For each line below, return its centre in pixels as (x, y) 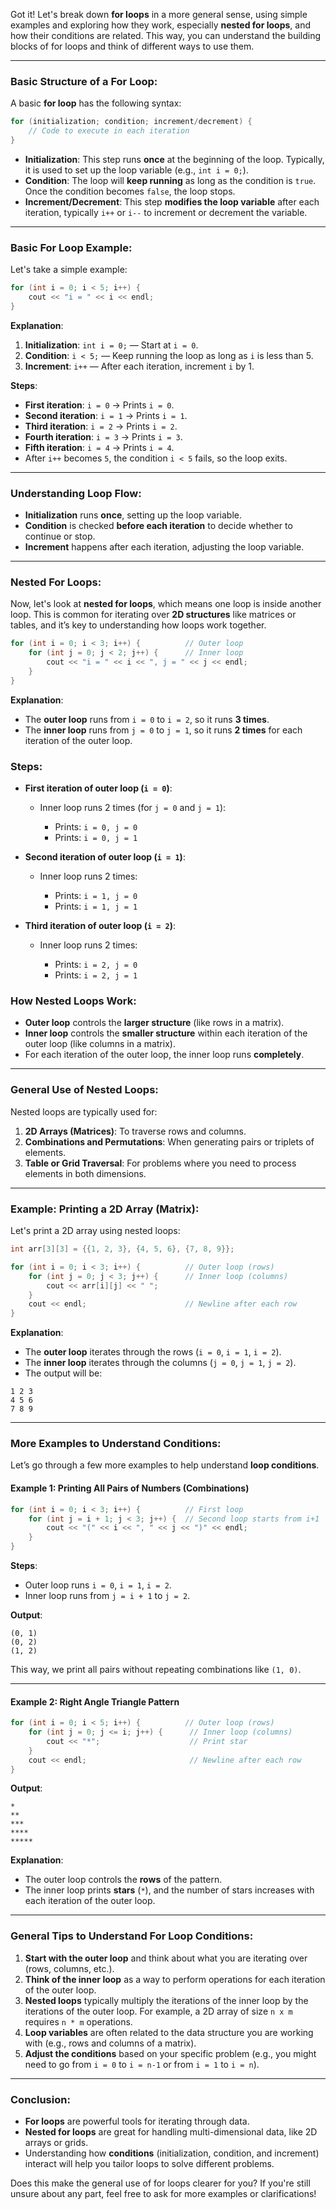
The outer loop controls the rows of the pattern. (123, 1880)
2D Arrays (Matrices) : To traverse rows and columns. (135, 1131)
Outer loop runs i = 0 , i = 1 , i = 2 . (98, 1585)
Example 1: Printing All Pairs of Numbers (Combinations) (130, 1488)
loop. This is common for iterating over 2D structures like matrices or (153, 615)
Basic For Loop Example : (71, 247)
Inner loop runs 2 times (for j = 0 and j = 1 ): (133, 808)
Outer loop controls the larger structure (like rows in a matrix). (154, 1023)
